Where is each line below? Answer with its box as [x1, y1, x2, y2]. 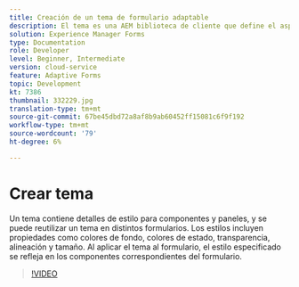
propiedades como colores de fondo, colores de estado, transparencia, [9, 232, 271, 242]
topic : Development [9, 79, 82, 88]
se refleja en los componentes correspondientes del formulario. [9, 250, 243, 261]
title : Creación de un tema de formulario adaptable [9, 12, 209, 22]
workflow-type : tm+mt [9, 121, 90, 130]
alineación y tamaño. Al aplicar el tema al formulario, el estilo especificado [9, 242, 282, 252]
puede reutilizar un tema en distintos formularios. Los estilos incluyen [9, 222, 264, 233]
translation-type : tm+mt [9, 104, 101, 113]
